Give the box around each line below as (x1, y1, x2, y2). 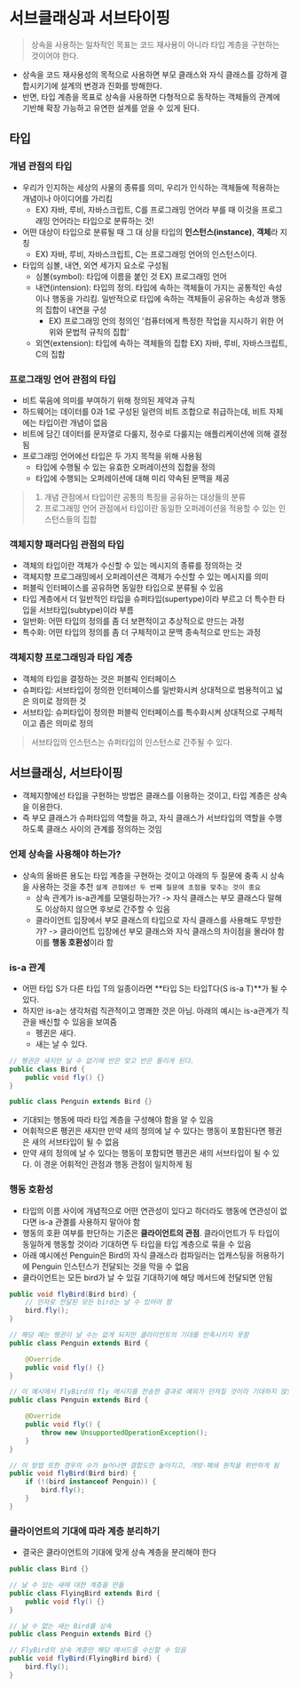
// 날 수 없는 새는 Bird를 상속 (9, 1621, 113, 1630)
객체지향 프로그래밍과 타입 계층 (9, 651, 133, 663)
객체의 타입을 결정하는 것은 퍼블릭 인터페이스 (21, 673, 177, 684)
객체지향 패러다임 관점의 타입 (9, 538, 125, 551)
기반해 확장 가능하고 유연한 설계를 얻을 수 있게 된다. (21, 102, 200, 113)
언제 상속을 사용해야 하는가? (9, 848, 122, 861)
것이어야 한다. (30, 50, 80, 60)
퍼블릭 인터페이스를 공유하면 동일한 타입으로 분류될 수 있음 (21, 583, 224, 593)
